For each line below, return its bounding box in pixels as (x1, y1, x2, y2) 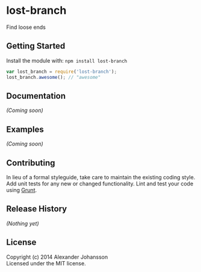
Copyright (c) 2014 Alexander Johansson (6, 253, 108, 261)
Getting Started (6, 41, 66, 51)
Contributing (6, 158, 55, 168)
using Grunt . (6, 186, 37, 193)
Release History (6, 204, 67, 214)
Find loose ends (6, 23, 46, 31)
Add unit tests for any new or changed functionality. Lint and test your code (6, 180, 194, 187)
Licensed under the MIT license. (6, 259, 86, 267)
